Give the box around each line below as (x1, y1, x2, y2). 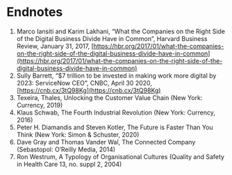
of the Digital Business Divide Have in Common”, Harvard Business (16, 34, 208, 42)
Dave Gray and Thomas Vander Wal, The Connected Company (16, 137, 196, 146)
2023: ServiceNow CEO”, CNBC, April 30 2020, (16, 78, 152, 87)
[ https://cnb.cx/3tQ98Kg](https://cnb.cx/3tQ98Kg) (16, 86, 161, 94)
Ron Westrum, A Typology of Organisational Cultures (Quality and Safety (16, 152, 225, 160)
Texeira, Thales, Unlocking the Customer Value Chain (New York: (16, 93, 203, 101)
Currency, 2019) (16, 101, 63, 109)
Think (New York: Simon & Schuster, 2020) (16, 130, 140, 139)
